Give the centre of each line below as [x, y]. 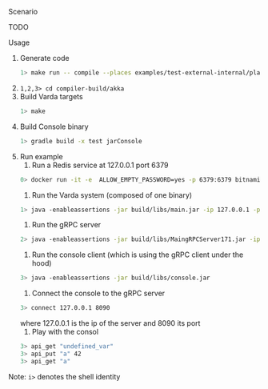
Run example [42, 156]
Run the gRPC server [66, 225]
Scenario [23, 12]
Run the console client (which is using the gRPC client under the [138, 255]
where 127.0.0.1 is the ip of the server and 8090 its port [110, 323]
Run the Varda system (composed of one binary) [112, 194]
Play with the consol [65, 332]
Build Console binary [54, 126]
